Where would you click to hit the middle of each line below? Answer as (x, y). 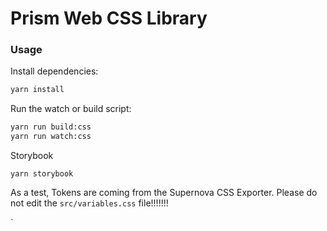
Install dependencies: (54, 71)
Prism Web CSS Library (109, 18)
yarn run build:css (51, 127)
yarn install (37, 90)
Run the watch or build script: (71, 109)
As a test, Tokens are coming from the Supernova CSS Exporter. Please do (164, 193)
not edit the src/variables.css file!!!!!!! (89, 203)
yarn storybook (42, 174)
